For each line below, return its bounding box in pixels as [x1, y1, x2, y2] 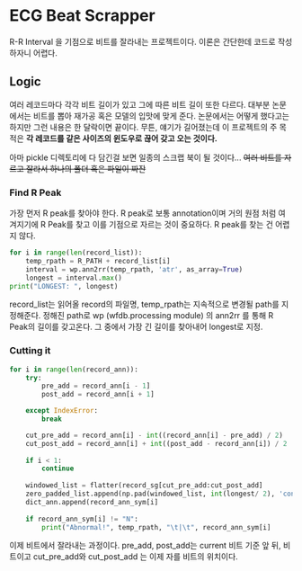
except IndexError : [25, 406, 99, 415]
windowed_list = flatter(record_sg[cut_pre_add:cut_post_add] [25, 481, 263, 490]
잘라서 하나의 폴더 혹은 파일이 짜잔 [25, 163, 147, 174]
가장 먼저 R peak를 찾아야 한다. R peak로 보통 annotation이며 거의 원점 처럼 [9, 208, 277, 219]
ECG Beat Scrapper [9, 5, 155, 26]
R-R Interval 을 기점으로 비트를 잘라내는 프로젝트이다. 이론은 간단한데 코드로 [9, 36, 276, 47]
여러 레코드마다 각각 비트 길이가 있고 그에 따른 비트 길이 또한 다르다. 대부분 [9, 99, 271, 110]
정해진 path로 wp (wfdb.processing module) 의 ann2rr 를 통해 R [42, 310, 274, 321]
